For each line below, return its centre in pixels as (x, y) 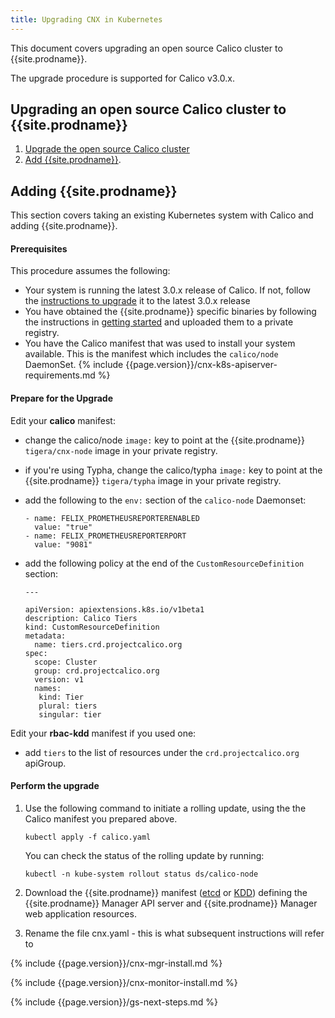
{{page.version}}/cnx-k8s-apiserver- (201, 365)
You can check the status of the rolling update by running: (144, 855)
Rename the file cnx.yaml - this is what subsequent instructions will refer (174, 933)
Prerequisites (39, 248)
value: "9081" (63, 544)
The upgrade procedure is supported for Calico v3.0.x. (122, 78)
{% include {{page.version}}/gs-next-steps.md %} (114, 1002)
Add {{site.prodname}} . (73, 160)
